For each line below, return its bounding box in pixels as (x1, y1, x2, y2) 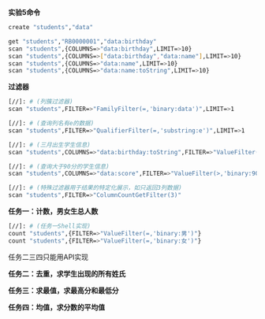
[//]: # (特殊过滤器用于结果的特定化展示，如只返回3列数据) (8, 184, 183, 192)
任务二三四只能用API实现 (8, 252, 89, 262)
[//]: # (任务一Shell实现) (8, 222, 91, 230)
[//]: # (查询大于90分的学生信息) (8, 162, 110, 170)
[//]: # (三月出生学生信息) (8, 141, 91, 149)
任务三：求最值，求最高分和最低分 (8, 285, 119, 295)
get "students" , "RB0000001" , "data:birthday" (8, 37, 157, 46)
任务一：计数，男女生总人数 (8, 206, 99, 216)
